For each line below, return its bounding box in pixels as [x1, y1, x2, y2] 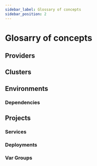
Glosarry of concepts [5, 32, 93, 44]
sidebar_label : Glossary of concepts [5, 7, 81, 12]
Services [5, 129, 27, 136]
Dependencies [5, 99, 40, 106]
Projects [5, 114, 31, 122]
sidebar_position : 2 [5, 12, 47, 16]
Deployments [5, 141, 37, 148]
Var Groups [5, 154, 32, 161]
